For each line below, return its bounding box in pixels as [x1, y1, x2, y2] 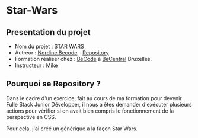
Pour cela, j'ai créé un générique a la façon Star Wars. [6, 125, 138, 132]
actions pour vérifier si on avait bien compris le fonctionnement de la [6, 107, 174, 114]
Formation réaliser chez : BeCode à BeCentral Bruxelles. [14, 56, 152, 62]
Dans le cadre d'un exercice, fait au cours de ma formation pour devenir [6, 94, 182, 101]
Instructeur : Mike [14, 62, 58, 69]
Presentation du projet [6, 27, 91, 37]
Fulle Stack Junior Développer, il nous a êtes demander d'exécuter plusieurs [6, 101, 192, 108]
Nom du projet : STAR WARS [14, 43, 84, 50]
